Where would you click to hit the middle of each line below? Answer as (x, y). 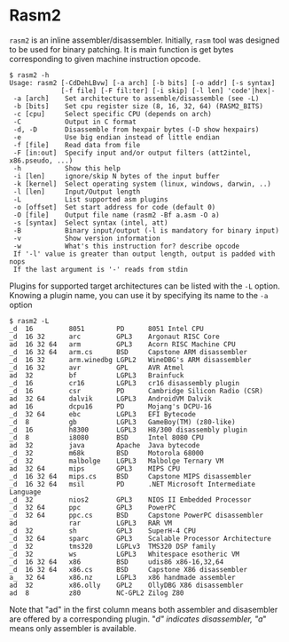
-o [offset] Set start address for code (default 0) (114, 207)
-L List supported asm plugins (90, 199)
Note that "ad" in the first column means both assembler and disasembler (144, 609)
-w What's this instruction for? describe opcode (126, 246)
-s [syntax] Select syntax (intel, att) (90, 223)
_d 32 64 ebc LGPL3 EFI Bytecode (103, 414)
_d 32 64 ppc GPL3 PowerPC (93, 507)
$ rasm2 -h (29, 75)
